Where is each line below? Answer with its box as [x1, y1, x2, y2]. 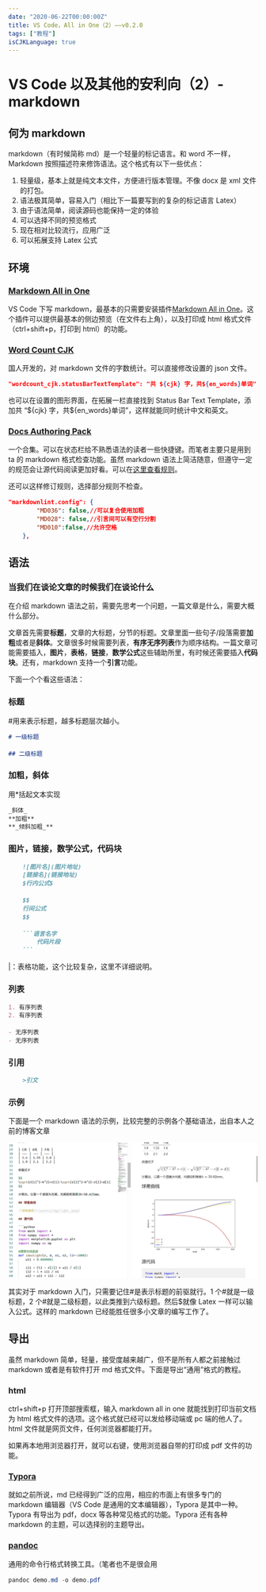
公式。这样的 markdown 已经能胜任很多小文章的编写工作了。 [14, 1307, 214, 1316]
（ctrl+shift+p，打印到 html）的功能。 [8, 324, 132, 333]
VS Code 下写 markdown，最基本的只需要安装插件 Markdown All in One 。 [8, 304, 248, 314]
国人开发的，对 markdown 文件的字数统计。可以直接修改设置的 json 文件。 [8, 364, 252, 373]
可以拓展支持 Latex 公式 [19, 235, 97, 245]
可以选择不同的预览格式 [19, 215, 97, 226]
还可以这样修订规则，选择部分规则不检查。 [8, 481, 147, 491]
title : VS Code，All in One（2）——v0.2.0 [8, 21, 143, 29]
